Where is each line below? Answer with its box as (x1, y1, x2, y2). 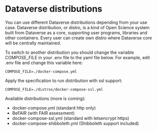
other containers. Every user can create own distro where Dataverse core (5, 35, 152, 41)
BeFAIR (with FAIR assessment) (12, 110, 75, 116)
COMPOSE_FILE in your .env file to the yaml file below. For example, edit (5, 54, 150, 60)
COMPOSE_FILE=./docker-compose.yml (5, 69, 77, 74)
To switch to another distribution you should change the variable (5, 49, 134, 55)
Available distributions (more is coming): (5, 96, 86, 101)
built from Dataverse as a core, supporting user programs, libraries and (5, 30, 147, 35)
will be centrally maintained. (5, 40, 61, 46)
